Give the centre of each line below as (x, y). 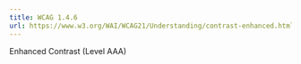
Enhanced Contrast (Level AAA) (68, 51)
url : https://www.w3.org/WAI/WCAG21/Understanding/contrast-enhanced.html (152, 26)
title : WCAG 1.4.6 (43, 17)
